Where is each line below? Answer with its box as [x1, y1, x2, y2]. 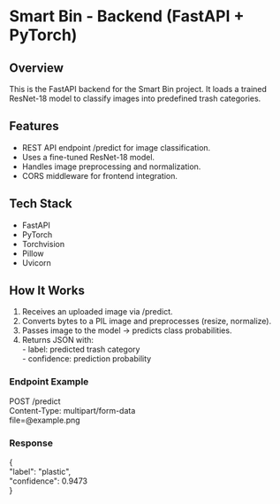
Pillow [21, 248, 44, 259]
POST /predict [9, 396, 61, 407]
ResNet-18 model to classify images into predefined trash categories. [9, 93, 261, 104]
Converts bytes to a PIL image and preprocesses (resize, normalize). [21, 316, 272, 327]
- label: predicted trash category [21, 344, 140, 355]
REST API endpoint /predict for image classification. [21, 142, 211, 152]
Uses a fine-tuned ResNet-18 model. [21, 151, 155, 162]
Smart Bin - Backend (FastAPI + [9, 6, 245, 27]
